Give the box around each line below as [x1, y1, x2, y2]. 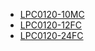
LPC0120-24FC [19, 30, 84, 41]
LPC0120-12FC [19, 19, 82, 31]
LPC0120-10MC [19, 9, 85, 20]
